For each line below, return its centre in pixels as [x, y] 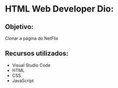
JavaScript [23, 80]
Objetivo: [19, 27]
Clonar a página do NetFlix [32, 38]
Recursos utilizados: [37, 53]
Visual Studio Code [31, 65]
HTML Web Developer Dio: [59, 9]
